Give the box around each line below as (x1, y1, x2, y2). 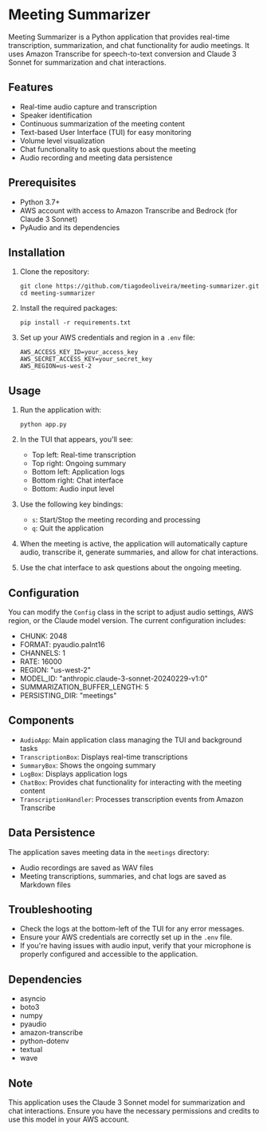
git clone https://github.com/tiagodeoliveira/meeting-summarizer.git (19, 282, 260, 291)
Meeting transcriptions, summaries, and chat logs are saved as (19, 871, 227, 880)
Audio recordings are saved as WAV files (19, 863, 154, 872)
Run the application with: (19, 405, 102, 415)
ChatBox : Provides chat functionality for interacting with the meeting (19, 777, 242, 787)
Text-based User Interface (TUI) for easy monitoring (19, 127, 192, 137)
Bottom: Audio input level (31, 484, 115, 494)
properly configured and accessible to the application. (19, 949, 198, 959)
